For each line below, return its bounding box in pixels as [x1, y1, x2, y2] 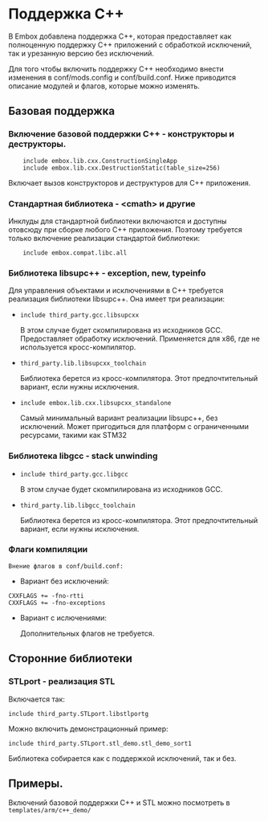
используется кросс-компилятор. [19, 342, 136, 352]
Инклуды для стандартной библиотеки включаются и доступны [8, 216, 227, 226]
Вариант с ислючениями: [19, 612, 107, 623]
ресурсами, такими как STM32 [19, 431, 127, 440]
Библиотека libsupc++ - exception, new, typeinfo [8, 267, 206, 278]
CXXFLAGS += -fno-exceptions [8, 599, 106, 607]
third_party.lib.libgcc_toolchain [19, 501, 136, 509]
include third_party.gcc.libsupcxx [19, 311, 140, 320]
